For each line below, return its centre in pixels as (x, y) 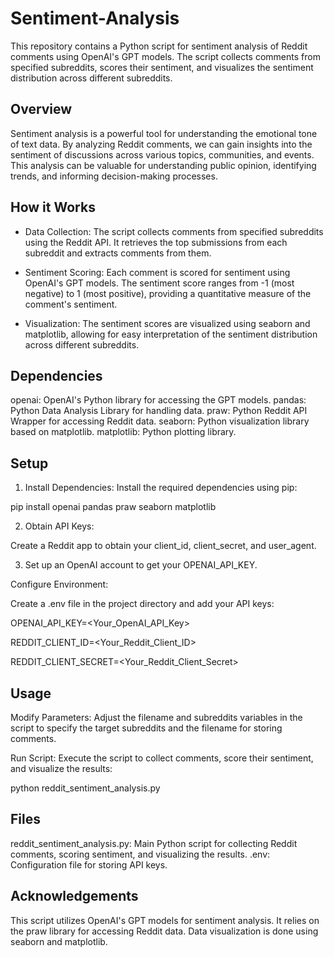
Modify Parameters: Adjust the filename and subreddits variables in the (156, 717)
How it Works (53, 207)
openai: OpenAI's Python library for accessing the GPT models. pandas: (158, 400)
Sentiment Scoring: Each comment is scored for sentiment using (157, 272)
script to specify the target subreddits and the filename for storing (146, 728)
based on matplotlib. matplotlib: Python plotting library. (123, 432)
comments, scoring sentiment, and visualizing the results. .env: (140, 854)
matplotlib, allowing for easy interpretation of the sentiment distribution (171, 334)
